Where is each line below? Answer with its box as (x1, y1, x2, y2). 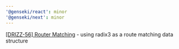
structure (5, 37, 28, 44)
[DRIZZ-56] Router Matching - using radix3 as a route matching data (5, 30, 174, 38)
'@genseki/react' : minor (5, 8, 67, 15)
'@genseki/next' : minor (5, 14, 65, 20)
